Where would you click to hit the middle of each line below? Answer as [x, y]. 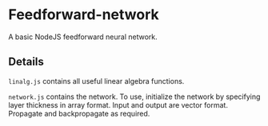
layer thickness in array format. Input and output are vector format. [118, 104]
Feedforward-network [84, 15]
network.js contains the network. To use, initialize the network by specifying [134, 96]
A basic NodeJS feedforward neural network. [83, 37]
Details [26, 62]
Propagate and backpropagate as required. [79, 113]
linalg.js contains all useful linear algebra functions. [96, 81]
